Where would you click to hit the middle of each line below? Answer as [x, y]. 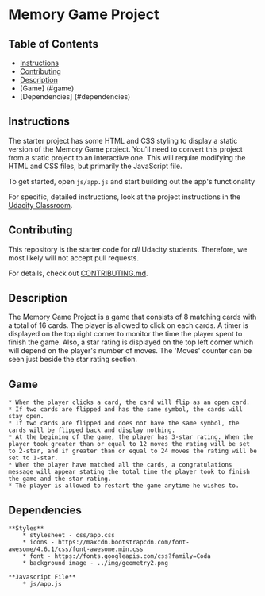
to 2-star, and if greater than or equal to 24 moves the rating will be [133, 451]
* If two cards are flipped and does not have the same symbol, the [124, 423]
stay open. [26, 417]
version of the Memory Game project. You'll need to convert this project [126, 149]
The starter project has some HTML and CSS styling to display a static [123, 140]
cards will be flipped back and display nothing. [92, 430]
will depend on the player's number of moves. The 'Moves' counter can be [130, 351]
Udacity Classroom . [40, 205]
